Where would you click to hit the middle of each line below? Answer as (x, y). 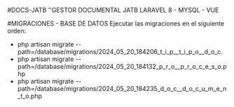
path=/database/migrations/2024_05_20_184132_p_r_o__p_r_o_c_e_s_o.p (122, 66)
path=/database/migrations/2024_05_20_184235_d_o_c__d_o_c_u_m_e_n (122, 89)
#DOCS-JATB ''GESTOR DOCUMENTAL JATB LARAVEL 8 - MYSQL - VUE (113, 10)
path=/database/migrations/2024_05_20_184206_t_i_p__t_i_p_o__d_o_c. (120, 52)
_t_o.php (29, 96)
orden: (17, 31)
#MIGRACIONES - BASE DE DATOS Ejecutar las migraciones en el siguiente (116, 23)
